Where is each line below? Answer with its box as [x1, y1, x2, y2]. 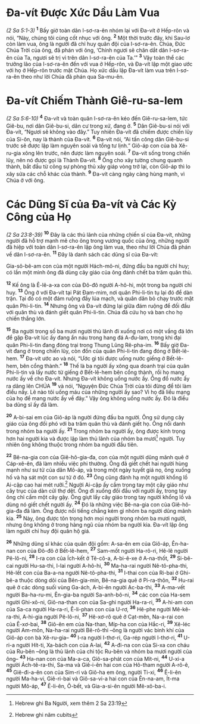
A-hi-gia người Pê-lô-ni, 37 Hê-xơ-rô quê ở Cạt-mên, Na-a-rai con [22, 612, 184, 620]
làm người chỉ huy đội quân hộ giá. [6, 527, 90, 534]
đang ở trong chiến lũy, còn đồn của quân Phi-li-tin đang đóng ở [13, 348, 171, 355]
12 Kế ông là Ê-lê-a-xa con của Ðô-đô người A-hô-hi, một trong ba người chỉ [6, 280, 192, 289]
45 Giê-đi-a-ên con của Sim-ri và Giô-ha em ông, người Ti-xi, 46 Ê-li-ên [6, 668, 182, 676]
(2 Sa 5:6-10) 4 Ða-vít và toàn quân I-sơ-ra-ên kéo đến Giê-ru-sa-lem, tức [6, 113, 188, 122]
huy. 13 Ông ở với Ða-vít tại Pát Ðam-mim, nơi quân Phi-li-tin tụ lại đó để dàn [6, 287, 193, 296]
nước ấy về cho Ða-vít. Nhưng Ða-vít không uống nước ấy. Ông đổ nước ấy [6, 375, 190, 382]
